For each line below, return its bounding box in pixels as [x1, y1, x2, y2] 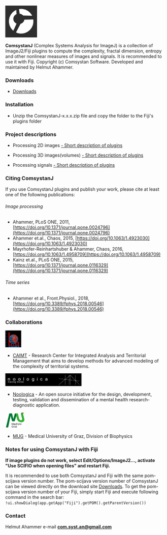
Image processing [5, 203, 43, 209]
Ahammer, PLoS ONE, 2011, [12, 219, 70, 225]
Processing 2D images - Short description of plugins [12, 142, 123, 148]
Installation [5, 101, 34, 108]
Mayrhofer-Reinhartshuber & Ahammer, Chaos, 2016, [12, 246, 124, 252]
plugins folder [12, 118, 42, 124]
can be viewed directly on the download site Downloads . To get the [5, 484, 146, 490]
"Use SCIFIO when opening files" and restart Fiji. [5, 463, 111, 469]
